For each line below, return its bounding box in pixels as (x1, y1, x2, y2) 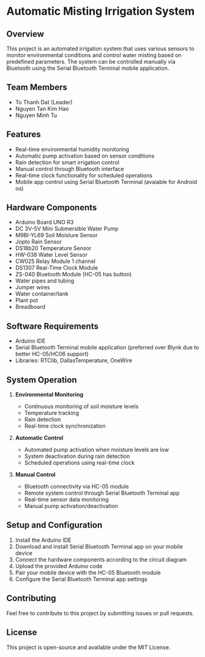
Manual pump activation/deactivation (24, 503, 118, 510)
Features (6, 129, 41, 140)
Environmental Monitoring (15, 391, 84, 398)
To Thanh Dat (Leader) (15, 98, 73, 105)
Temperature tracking (24, 409, 80, 417)
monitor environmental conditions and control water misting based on (6, 51, 182, 59)
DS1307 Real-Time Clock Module (15, 264, 99, 272)
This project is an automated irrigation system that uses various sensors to (6, 45, 195, 52)
